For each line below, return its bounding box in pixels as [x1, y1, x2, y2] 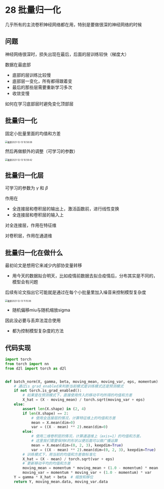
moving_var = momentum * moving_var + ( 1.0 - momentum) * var [22, 470, 152, 475]
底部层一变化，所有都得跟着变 [12, 78, 72, 84]
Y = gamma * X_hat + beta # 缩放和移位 [14, 475, 94, 480]
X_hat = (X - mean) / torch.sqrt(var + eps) [22, 456, 115, 462]
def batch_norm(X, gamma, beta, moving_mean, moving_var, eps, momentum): [5, 379, 161, 384]
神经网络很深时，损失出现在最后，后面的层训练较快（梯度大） [5, 51, 129, 57]
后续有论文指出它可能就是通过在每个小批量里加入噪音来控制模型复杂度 [5, 289, 146, 295]
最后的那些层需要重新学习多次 [12, 84, 72, 90]
